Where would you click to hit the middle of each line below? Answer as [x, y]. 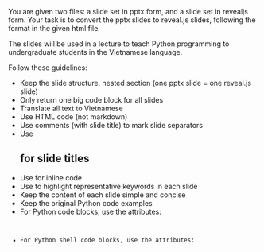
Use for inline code [51, 177]
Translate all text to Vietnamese [71, 108]
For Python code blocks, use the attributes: [90, 211]
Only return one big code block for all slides [91, 100]
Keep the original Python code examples [86, 203]
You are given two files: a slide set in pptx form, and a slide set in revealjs [128, 12]
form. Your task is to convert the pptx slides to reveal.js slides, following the [132, 20]
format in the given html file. [54, 28]
